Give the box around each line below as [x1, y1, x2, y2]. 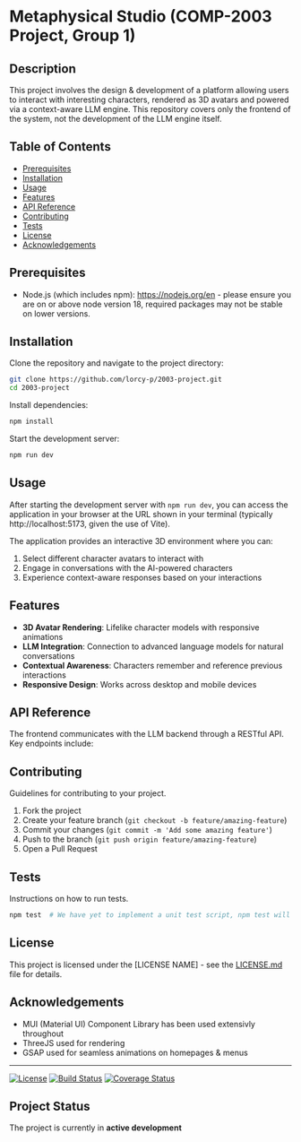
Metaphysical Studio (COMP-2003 [9, 6, 272, 27]
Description [9, 61, 76, 76]
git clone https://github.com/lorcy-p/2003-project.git [9, 375, 222, 385]
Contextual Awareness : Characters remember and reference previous [21, 660, 283, 670]
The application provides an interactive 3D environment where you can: [9, 535, 273, 546]
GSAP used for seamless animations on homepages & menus [21, 1047, 248, 1058]
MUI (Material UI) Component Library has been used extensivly [21, 1018, 255, 1029]
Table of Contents [9, 139, 112, 154]
